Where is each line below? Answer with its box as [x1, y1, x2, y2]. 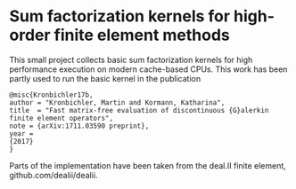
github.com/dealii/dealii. [9, 169, 98, 180]
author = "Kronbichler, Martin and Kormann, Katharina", [9, 98, 226, 107]
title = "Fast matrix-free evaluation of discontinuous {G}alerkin [9, 106, 269, 114]
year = [9, 129, 34, 138]
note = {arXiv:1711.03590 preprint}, [9, 122, 150, 130]
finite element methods [53, 25, 230, 45]
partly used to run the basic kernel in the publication [9, 73, 201, 83]
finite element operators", [9, 114, 114, 122]
